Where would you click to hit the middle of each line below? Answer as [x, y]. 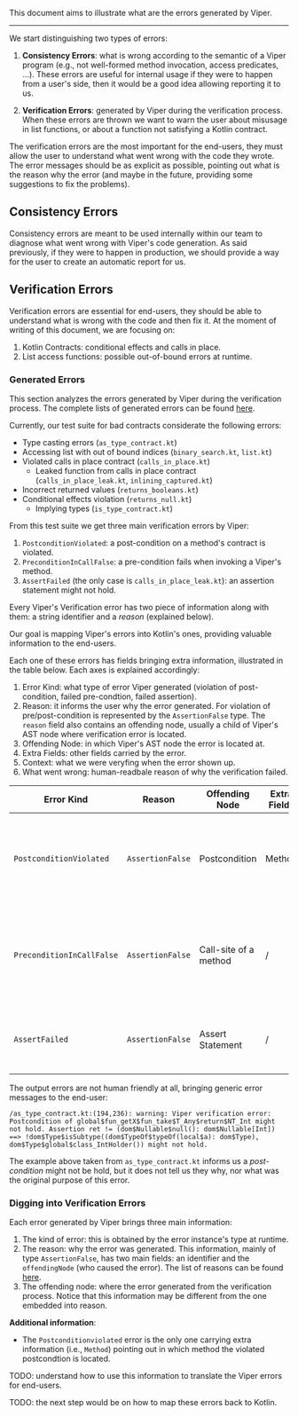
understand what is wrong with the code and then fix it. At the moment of [143, 320]
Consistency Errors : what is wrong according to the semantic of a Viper [154, 55]
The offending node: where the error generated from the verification [147, 1286]
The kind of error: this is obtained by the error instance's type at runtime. [155, 1239]
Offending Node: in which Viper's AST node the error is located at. [143, 743]
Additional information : [53, 1323]
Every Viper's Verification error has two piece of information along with [139, 607]
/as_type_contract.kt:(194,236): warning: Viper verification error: [141, 1113]
